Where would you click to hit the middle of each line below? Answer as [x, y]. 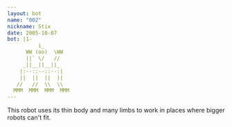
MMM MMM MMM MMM [42, 90]
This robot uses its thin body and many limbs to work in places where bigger [116, 110]
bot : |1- [20, 39]
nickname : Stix [29, 26]
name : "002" [24, 20]
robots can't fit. [29, 117]
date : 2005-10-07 [32, 33]
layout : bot [24, 13]
